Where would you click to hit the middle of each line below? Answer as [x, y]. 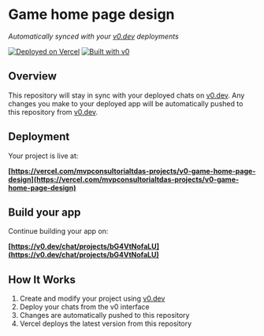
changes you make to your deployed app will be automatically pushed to [126, 103]
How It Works [42, 280]
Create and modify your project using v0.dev [92, 299]
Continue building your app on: [58, 231]
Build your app [45, 212]
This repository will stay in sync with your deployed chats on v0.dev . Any [126, 95]
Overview [33, 76]
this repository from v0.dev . [53, 112]
